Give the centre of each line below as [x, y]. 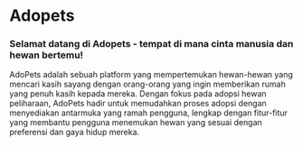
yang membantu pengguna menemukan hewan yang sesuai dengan [136, 123]
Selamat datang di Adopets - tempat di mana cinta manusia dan [151, 44]
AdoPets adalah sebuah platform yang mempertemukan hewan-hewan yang [151, 75]
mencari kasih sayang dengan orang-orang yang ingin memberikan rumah [148, 84]
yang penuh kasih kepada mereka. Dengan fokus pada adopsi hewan [138, 94]
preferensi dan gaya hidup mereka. [75, 132]
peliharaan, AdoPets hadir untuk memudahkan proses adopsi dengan [138, 104]
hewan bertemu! [47, 55]
